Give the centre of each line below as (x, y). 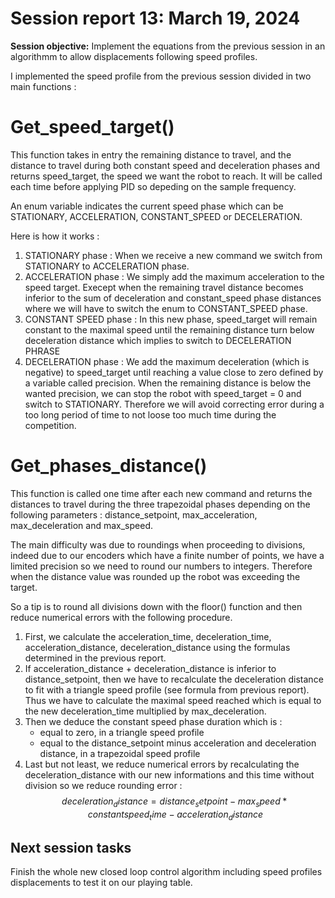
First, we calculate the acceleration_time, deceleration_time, (148, 636)
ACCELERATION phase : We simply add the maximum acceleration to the (174, 276)
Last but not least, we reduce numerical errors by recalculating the (162, 764)
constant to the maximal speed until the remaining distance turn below (169, 329)
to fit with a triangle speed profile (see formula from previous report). (167, 689)
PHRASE (42, 351)
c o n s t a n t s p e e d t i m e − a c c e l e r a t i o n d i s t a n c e (175, 815)
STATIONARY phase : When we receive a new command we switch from (173, 255)
